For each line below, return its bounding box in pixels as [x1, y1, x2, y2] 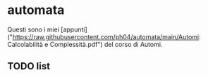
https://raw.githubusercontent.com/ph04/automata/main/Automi [12, 32, 200, 41]
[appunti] [61, 25, 88, 34]
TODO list [7, 60, 51, 72]
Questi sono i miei [7, 25, 60, 34]
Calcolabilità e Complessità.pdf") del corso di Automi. [7, 40, 163, 48]
